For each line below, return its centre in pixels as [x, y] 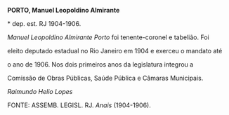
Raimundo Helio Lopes [40, 92]
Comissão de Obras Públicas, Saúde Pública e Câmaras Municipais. [105, 78]
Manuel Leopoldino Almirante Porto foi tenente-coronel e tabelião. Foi [108, 37]
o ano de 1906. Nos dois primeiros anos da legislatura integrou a [100, 65]
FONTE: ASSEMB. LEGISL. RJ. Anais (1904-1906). [79, 105]
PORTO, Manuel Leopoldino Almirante [64, 10]
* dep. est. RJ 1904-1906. [44, 23]
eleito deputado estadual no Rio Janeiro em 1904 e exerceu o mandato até [115, 51]
